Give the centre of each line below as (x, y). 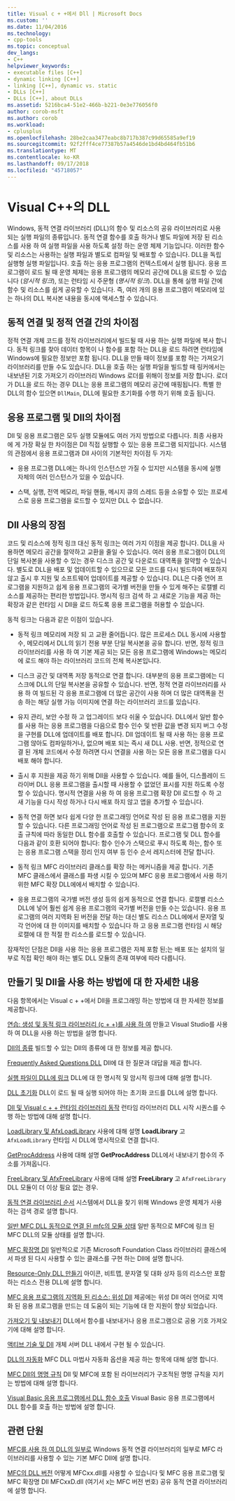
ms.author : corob (33, 118)
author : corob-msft (36, 112)
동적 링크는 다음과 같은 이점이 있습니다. (60, 619)
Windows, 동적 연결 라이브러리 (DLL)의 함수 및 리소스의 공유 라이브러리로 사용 (114, 228)
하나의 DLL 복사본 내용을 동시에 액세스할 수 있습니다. (86, 298)
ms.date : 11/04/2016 (37, 27)
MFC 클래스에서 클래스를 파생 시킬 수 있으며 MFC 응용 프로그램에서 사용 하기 (122, 875)
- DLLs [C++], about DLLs (45, 99)
